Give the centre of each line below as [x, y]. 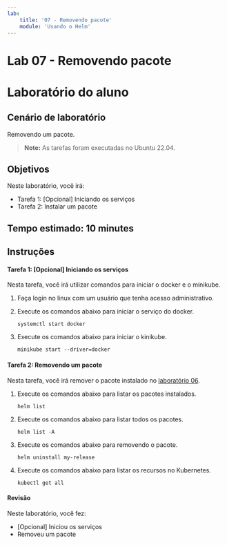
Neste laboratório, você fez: [47, 513]
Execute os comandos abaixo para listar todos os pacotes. [100, 419]
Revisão [19, 498]
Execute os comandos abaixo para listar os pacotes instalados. [107, 394]
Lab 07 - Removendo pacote [89, 60]
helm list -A [36, 432]
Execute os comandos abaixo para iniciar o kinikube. [92, 337]
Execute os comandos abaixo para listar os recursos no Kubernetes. [114, 470]
